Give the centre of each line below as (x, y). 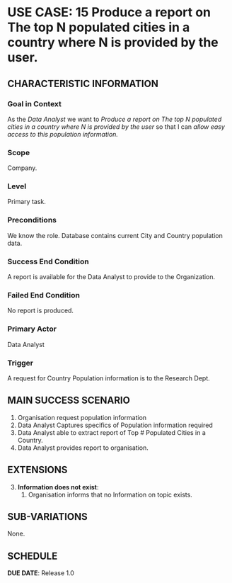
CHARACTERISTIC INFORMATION (83, 83)
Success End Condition (48, 261)
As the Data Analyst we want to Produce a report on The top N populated (115, 119)
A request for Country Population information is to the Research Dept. (109, 378)
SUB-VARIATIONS (47, 517)
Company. (22, 168)
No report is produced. (41, 311)
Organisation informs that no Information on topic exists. (110, 494)
